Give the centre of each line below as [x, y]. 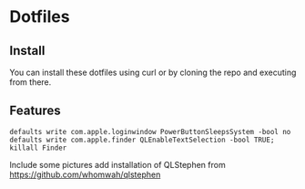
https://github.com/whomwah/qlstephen [85, 174]
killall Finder [38, 148]
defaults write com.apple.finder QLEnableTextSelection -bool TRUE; [142, 140]
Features [35, 111]
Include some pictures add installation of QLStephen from [117, 164]
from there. [30, 82]
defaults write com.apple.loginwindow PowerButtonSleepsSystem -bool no [150, 131]
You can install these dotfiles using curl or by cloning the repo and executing [153, 72]
